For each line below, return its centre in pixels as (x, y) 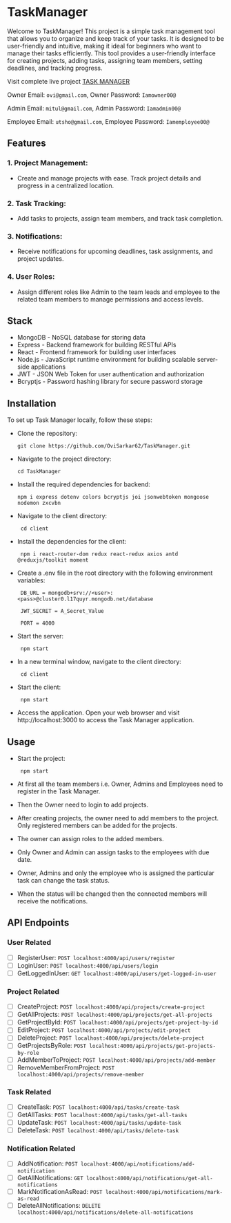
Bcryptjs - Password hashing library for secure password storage (110, 382)
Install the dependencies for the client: (72, 542)
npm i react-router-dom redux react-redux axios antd (99, 554)
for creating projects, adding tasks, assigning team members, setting (105, 60)
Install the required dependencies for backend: (83, 484)
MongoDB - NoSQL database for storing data (81, 338)
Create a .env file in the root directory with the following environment (115, 573)
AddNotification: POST (47, 1164)
